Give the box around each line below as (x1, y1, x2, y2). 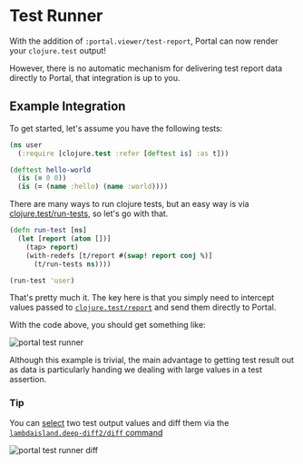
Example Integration (9, 99, 126, 114)
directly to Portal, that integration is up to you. (9, 72, 181, 83)
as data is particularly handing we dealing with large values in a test (9, 364, 263, 375)
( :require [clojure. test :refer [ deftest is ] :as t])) (17, 149, 230, 158)
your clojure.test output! (9, 44, 107, 55)
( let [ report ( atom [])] (17, 234, 112, 243)
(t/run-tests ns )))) (33, 260, 112, 269)
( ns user (9, 140, 43, 150)
